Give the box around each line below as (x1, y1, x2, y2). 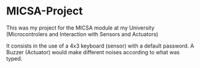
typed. (6, 55, 23, 62)
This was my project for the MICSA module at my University (6, 24, 155, 31)
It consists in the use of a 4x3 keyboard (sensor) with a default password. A (6, 42, 195, 49)
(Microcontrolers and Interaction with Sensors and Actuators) (6, 30, 158, 37)
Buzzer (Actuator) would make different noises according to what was (6, 48, 180, 55)
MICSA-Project (6, 4, 83, 18)
